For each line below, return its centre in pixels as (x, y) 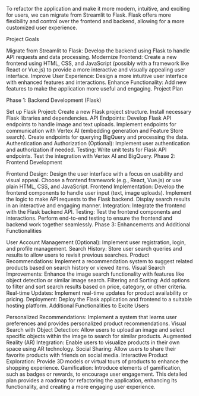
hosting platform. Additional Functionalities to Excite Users (78, 305)
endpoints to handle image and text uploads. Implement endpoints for (91, 124)
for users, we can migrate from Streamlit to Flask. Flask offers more (89, 15)
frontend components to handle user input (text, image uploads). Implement (99, 193)
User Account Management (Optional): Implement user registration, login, (96, 242)
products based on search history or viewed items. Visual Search (86, 268)
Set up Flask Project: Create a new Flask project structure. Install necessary (99, 112)
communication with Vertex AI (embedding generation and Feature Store (95, 131)
